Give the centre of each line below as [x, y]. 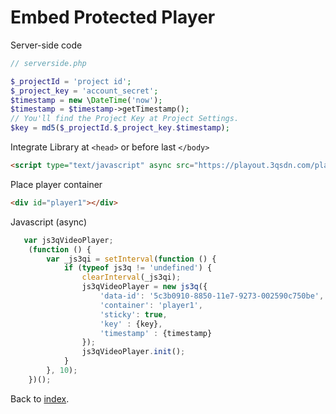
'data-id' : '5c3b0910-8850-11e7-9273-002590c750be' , [212, 296]
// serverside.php [48, 63]
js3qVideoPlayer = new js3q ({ [144, 287]
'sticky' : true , [133, 314]
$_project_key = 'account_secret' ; [84, 91]
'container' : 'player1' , [151, 305]
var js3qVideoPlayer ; [68, 240]
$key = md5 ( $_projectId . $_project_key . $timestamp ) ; [120, 128]
